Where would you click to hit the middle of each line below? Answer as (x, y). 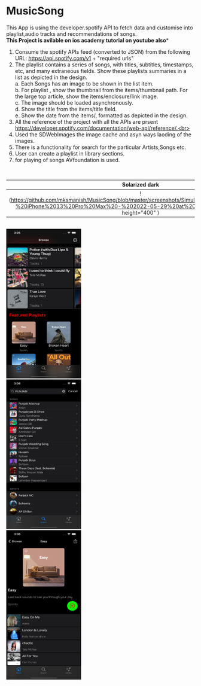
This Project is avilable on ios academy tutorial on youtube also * (88, 40)
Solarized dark (141, 185)
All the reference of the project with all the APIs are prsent (86, 121)
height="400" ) (141, 212)
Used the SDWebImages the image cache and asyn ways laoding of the (103, 134)
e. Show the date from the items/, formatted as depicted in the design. (101, 115)
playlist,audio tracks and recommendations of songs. (71, 33)
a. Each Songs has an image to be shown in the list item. (84, 83)
